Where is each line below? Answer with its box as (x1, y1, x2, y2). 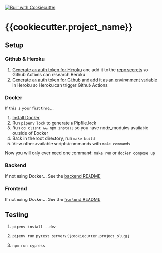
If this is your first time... (5, 105, 54, 111)
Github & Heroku (5, 55, 45, 62)
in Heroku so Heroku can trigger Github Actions (12, 82, 108, 88)
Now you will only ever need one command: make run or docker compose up (5, 150, 155, 156)
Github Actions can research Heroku (12, 72, 86, 77)
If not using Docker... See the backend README (5, 173, 101, 179)
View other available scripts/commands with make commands (12, 141, 131, 146)
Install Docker (12, 115, 40, 121)
